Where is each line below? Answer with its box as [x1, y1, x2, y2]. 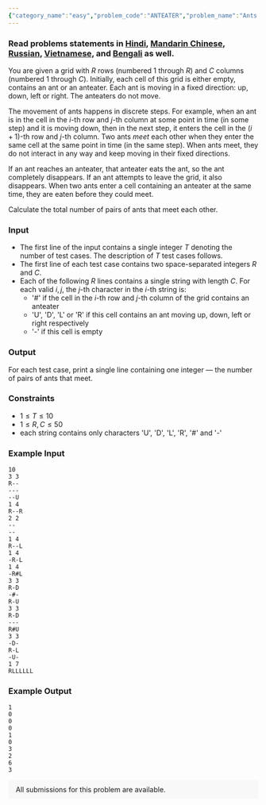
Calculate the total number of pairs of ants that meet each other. [8, 204, 218, 214]
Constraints [8, 393, 56, 404]
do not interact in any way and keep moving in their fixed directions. [8, 148, 230, 158]
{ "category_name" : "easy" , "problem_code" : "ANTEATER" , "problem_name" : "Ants [8, 11, 258, 20]
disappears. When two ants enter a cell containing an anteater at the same [8, 180, 252, 191]
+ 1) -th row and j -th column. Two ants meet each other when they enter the [8, 132, 254, 141]
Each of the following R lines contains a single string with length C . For [19, 276, 251, 286]
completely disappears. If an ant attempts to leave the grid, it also [8, 172, 222, 182]
